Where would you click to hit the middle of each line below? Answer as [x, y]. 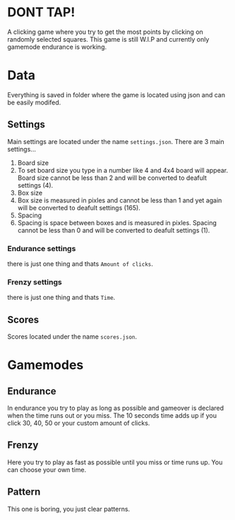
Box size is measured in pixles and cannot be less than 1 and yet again [120, 200]
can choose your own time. [47, 469]
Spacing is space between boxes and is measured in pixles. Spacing [117, 222]
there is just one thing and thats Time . [61, 298]
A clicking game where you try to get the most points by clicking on [105, 32]
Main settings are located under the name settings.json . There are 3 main [116, 141]
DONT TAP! [41, 12]
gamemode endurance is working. [57, 47]
